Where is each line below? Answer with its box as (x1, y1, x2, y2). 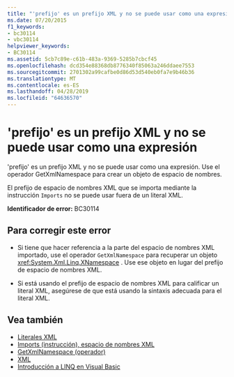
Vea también (7, 314, 63, 326)
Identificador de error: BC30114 (7, 204, 100, 213)
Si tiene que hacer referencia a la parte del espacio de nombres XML (17, 243, 215, 251)
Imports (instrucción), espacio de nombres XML (17, 340, 155, 348)
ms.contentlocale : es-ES (7, 82, 79, 89)
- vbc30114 (7, 36, 39, 43)
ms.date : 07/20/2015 (7, 17, 68, 24)
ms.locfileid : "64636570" (7, 95, 82, 102)
